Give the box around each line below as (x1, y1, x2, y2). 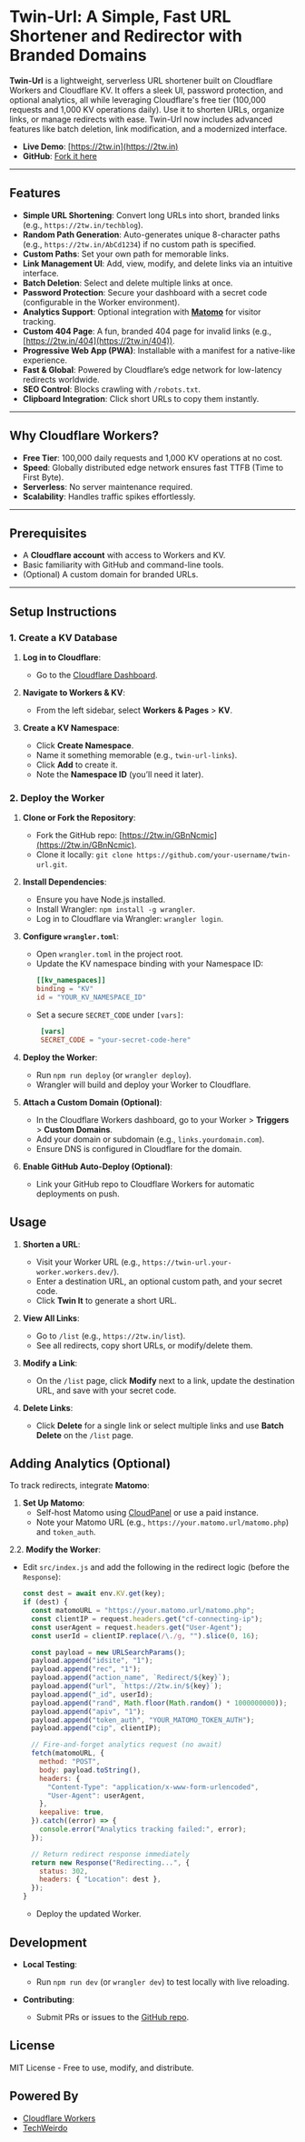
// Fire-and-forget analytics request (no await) (31, 1740, 222, 1749)
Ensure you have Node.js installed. (35, 894, 166, 906)
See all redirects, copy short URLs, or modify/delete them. (35, 1339, 253, 1351)
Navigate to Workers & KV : (22, 687, 125, 698)
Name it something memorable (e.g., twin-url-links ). (35, 750, 238, 761)
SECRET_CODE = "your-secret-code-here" (40, 1035, 192, 1045)
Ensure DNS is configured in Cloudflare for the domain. (35, 1143, 242, 1154)
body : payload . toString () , (39, 1766, 142, 1775)
